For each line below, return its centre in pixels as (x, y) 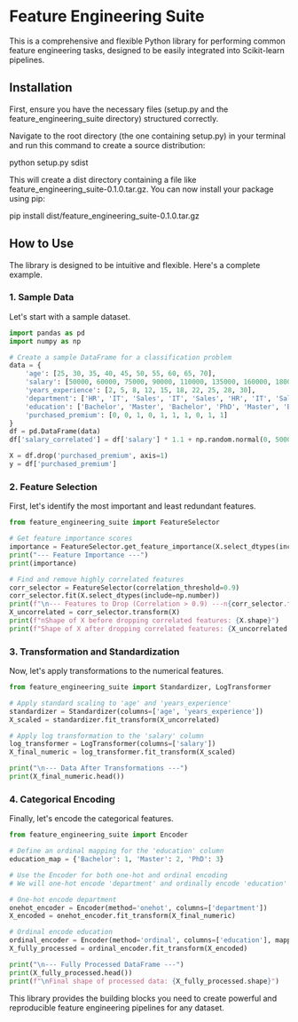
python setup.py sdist (49, 162)
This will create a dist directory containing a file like (103, 179)
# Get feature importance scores (71, 539)
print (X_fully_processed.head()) (71, 973)
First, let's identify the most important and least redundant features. (133, 506)
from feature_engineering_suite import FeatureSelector (114, 523)
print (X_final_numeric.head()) (67, 777)
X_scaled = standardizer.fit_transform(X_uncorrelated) (114, 720)
